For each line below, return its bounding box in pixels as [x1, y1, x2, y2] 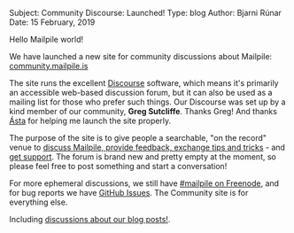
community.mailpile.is [9, 61, 89, 71]
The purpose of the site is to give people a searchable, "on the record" [9, 133, 267, 143]
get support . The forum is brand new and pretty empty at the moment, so [9, 151, 276, 162]
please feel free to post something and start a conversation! [9, 161, 228, 171]
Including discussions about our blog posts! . [9, 214, 171, 224]
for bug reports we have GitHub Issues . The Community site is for [9, 188, 249, 198]
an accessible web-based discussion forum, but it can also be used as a [9, 88, 273, 97]
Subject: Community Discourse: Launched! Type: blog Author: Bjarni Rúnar [9, 8, 282, 18]
